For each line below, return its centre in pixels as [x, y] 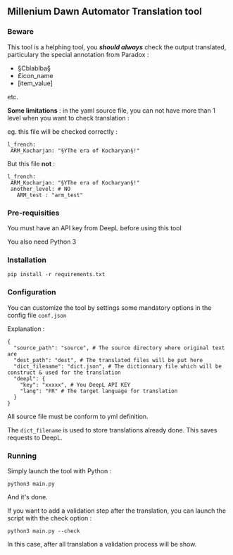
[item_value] [35, 83]
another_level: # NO [40, 189]
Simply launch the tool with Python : [59, 470]
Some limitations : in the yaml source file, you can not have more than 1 [112, 110]
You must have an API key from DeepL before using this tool [94, 227]
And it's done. [27, 497]
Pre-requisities [33, 213]
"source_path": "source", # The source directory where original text [119, 348]
